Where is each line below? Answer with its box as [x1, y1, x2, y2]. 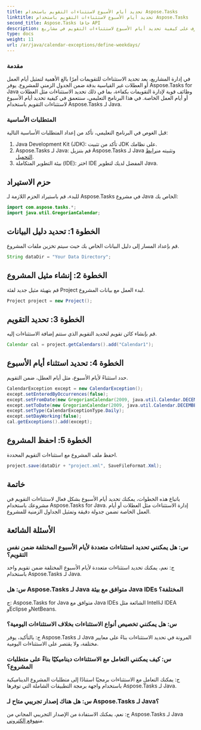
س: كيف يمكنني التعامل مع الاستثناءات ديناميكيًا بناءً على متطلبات [7, 655, 172, 663]
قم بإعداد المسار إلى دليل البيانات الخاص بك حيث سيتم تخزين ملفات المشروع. [7, 242, 180, 250]
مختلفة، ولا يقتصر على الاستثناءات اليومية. [7, 640, 99, 647]
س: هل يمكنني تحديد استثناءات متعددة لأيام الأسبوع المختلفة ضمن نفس [7, 543, 188, 551]
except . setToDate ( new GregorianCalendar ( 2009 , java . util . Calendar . [7, 402, 178, 408]
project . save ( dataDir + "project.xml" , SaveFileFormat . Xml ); [7, 463, 162, 469]
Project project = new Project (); [7, 298, 93, 304]
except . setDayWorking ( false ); [7, 413, 82, 420]
